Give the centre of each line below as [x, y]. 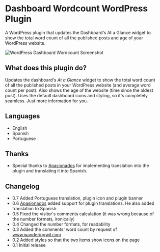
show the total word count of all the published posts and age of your [74, 38]
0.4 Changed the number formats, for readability [61, 224]
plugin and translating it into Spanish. [50, 171]
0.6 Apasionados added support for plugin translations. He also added [83, 203]
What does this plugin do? [46, 68]
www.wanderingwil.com [37, 235]
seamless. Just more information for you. [47, 101]
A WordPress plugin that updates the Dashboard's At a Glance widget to [78, 32]
